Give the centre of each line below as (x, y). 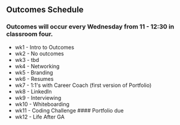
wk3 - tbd (27, 60)
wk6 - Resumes (34, 79)
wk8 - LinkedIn (33, 91)
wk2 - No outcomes (39, 54)
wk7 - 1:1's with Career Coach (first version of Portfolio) (83, 85)
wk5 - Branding (34, 72)
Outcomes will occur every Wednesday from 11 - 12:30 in (90, 27)
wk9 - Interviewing (38, 98)
